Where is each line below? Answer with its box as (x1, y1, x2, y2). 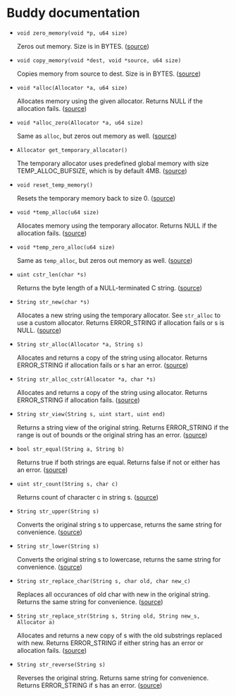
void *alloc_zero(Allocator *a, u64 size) (16, 119, 144, 126)
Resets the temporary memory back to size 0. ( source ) (16, 194, 175, 202)
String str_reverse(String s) (16, 661, 106, 668)
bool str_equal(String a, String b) (16, 445, 125, 453)
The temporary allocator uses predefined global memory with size (16, 159, 209, 167)
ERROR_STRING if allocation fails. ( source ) (16, 396, 140, 404)
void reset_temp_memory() (16, 182, 93, 189)
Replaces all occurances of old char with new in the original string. (16, 590, 211, 598)
